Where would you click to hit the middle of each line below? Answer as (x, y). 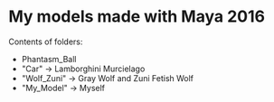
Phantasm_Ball (49, 59)
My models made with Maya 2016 (137, 17)
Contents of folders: (46, 42)
